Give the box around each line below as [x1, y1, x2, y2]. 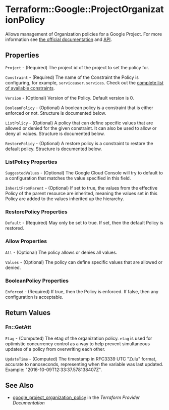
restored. [5, 225, 24, 231]
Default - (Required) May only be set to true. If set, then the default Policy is [5, 220, 163, 226]
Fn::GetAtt [5, 324, 31, 331]
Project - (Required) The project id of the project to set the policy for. [5, 64, 150, 70]
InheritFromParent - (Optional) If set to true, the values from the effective [5, 185, 158, 191]
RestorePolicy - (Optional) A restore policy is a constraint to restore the [5, 140, 153, 146]
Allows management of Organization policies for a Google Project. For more [5, 31, 162, 37]
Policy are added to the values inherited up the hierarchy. [5, 196, 124, 202]
